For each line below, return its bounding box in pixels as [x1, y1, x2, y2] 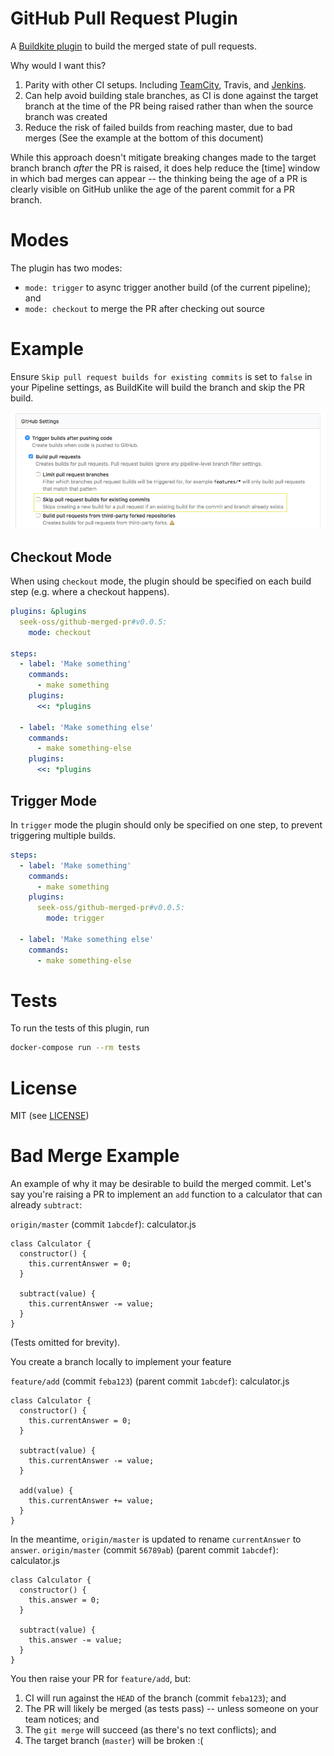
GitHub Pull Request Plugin [10, 7, 238, 30]
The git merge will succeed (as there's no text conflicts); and [24, 1724, 277, 1736]
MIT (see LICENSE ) [10, 1110, 90, 1122]
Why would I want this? [10, 59, 107, 71]
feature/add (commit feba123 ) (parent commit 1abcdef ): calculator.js [10, 1375, 290, 1387]
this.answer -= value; [28, 1635, 123, 1646]
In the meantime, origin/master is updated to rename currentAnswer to [10, 1533, 302, 1546]
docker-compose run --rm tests [10, 1043, 141, 1053]
